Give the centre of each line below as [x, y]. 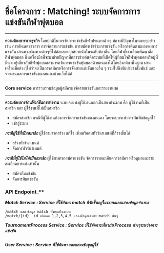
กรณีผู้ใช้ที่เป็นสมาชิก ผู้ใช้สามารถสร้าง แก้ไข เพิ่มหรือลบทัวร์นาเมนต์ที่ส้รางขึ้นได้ [68, 133]
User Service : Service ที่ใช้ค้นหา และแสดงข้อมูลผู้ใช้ [52, 245]
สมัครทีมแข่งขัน [24, 173]
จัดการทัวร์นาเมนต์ [27, 148]
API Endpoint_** [25, 192]
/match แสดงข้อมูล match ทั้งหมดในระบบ [38, 212]
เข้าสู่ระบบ [20, 123]
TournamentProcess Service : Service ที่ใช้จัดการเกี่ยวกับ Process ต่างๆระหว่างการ [81, 225]
